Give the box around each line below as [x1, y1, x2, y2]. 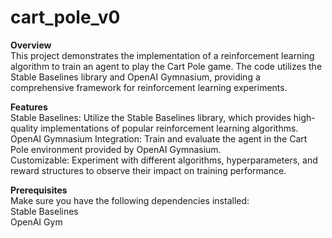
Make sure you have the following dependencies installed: [10, 194, 250, 206]
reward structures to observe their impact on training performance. [10, 164, 287, 176]
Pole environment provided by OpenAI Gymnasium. [10, 143, 222, 155]
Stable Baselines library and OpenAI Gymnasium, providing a [10, 71, 261, 83]
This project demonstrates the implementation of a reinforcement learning [10, 49, 315, 61]
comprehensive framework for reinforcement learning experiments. [10, 81, 288, 93]
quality [10, 122, 39, 134]
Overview [10, 39, 52, 51]
